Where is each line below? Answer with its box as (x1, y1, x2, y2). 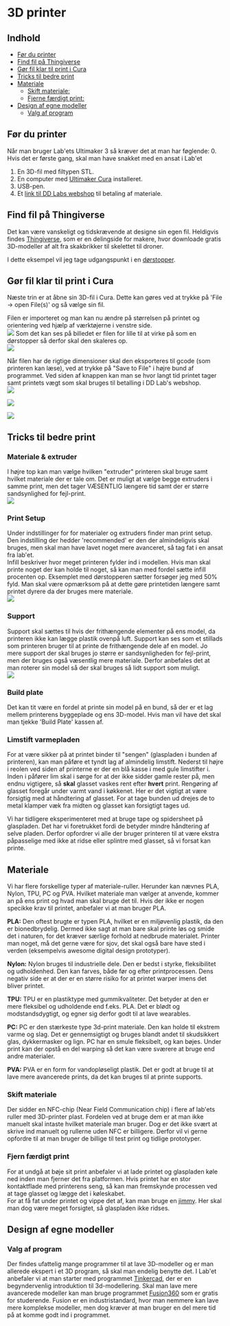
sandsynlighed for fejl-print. (7, 490, 86, 498)
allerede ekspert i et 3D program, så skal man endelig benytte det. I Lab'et (7, 1267, 217, 1275)
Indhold (7, 32, 41, 44)
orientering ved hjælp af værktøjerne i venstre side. (7, 321, 152, 330)
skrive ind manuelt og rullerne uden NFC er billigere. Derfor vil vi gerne (7, 1128, 208, 1136)
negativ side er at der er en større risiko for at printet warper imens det (7, 974, 207, 983)
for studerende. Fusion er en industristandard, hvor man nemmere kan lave (7, 1296, 219, 1305)
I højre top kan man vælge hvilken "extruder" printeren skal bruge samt (7, 468, 208, 476)
